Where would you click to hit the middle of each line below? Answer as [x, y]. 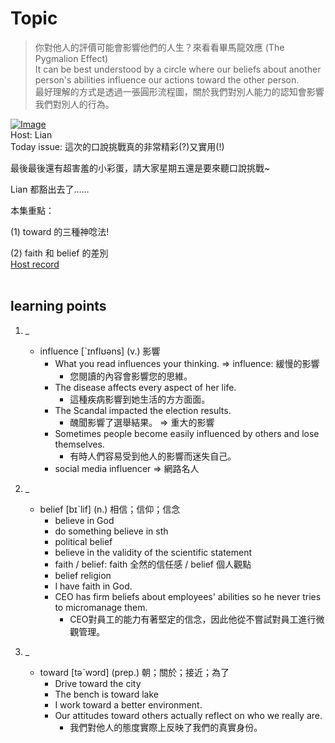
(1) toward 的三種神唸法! [60, 231]
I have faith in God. [93, 586]
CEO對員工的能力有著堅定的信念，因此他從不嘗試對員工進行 [193, 619]
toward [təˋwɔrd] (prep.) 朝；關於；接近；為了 [134, 672]
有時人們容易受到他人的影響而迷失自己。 [153, 456]
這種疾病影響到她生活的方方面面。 [140, 399]
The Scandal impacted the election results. [143, 410]
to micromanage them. [101, 607]
